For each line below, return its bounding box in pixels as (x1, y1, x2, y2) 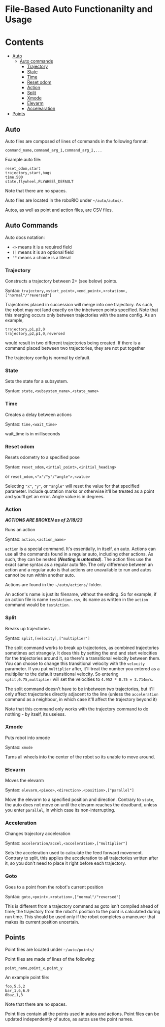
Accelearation (27, 105, 56, 112)
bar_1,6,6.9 (5, 988, 30, 993)
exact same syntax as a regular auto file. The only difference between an (5, 561, 153, 567)
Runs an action (5, 527, 35, 533)
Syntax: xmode (5, 744, 33, 750)
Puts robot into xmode (5, 735, 50, 741)
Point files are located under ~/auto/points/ (5, 946, 95, 952)
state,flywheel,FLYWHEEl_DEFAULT (5, 179, 74, 184)
